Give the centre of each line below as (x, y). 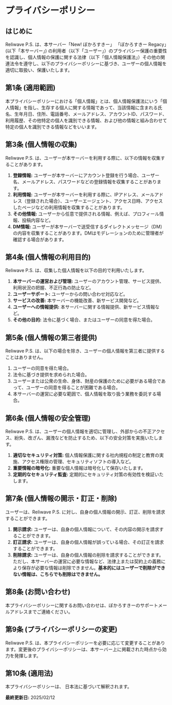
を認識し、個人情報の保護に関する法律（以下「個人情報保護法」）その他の (83, 57)
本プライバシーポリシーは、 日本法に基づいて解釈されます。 (69, 687)
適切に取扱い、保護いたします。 (39, 70)
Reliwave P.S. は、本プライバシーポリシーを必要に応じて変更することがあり (85, 643)
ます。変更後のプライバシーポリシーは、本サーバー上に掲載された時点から (84, 649)
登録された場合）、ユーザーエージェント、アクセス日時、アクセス (95, 201)
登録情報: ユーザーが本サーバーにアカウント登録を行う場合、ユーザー (86, 175)
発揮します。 (27, 656)
